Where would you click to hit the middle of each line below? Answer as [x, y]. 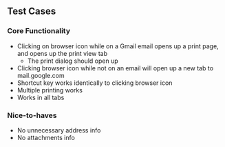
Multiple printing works [50, 90]
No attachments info [46, 137]
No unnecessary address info [59, 130]
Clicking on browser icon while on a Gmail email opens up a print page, [118, 46]
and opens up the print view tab [62, 53]
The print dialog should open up [73, 61]
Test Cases [32, 11]
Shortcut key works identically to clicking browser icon [95, 83]
